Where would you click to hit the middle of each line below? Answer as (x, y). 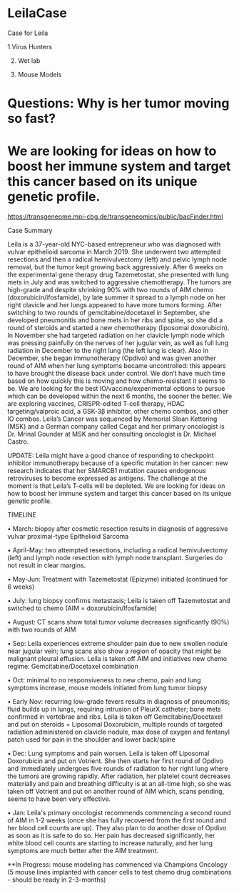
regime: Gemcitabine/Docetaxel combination (73, 667)
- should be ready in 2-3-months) (57, 880)
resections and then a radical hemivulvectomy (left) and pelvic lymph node (117, 259)
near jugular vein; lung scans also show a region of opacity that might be (114, 651)
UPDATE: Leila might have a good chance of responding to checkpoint (111, 456)
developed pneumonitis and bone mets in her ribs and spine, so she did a (115, 320)
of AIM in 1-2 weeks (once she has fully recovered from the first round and (117, 820)
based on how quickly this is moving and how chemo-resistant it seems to (116, 381)
